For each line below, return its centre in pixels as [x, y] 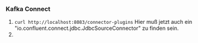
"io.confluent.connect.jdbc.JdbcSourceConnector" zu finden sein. [96, 28]
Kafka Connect [28, 9]
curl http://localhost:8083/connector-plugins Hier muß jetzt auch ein [103, 22]
